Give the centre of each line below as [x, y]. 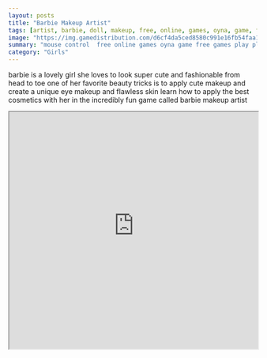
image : [19, 38]
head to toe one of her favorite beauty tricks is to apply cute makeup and [127, 83]
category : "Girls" [38, 52]
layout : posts [32, 15]
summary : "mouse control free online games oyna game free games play [128, 45]
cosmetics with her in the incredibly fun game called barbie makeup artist [128, 100]
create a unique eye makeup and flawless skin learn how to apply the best [129, 91]
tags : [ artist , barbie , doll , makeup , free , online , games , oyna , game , [130, 30]
